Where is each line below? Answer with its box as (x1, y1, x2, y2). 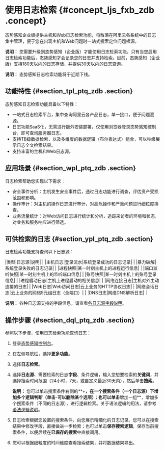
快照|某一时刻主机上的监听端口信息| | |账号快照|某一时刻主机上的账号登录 (9, 271, 157, 277)
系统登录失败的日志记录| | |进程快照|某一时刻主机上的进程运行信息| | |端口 (5, 265, 154, 271)
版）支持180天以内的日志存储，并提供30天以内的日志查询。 (5, 61, 125, 67)
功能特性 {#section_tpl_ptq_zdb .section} (5, 87, 133, 96)
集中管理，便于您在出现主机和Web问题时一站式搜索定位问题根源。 (5, 38, 139, 44)
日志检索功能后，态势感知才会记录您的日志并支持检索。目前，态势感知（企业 (5, 54, 160, 60)
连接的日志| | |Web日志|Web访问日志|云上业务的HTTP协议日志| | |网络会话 (5, 284, 155, 290)
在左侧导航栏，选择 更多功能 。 (12, 351, 73, 357)
